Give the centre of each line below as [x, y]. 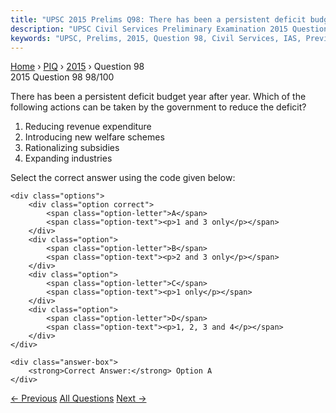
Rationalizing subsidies [72, 148]
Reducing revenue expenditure [88, 127]
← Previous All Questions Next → [78, 398]
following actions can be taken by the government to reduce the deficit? [158, 107]
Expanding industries [68, 158]
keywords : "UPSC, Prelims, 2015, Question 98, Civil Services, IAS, [156, 38]
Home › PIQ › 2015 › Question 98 [77, 67]
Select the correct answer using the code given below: [123, 178]
